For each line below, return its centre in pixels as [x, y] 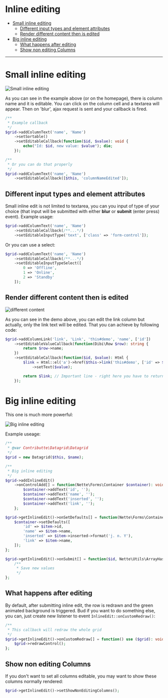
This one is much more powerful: [39, 415]
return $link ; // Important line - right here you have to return [94, 376]
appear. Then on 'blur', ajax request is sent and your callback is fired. [76, 109]
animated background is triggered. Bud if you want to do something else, [80, 610]
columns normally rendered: [34, 681]
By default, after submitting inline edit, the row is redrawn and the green [79, 605]
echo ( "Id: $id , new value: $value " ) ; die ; [68, 146]
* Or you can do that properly [40, 164]
